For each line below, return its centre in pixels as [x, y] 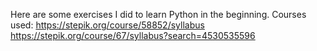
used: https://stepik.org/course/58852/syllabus [107, 25]
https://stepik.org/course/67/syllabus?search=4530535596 [133, 35]
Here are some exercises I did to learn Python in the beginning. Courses [158, 14]
